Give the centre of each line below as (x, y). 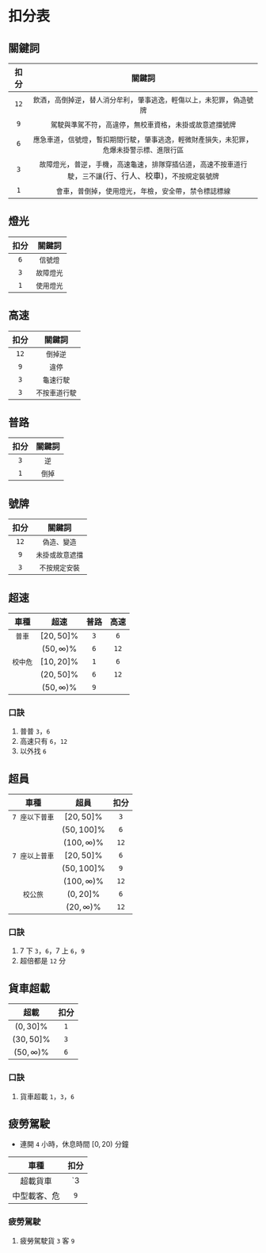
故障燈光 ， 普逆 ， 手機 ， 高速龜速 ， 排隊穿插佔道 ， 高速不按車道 (140, 164)
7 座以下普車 (33, 817)
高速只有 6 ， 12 (44, 741)
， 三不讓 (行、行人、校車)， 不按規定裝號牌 (146, 176)
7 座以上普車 (33, 856)
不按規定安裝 (60, 568)
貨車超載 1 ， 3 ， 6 (47, 1096)
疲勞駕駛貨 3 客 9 (47, 1240)
